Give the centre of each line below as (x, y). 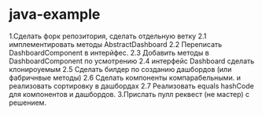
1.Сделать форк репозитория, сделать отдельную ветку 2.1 (108, 36)
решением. (28, 102)
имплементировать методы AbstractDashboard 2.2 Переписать (116, 44)
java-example (55, 14)
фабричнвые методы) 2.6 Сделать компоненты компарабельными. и (125, 77)
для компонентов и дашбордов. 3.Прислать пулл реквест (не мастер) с (129, 94)
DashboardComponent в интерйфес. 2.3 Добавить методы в (109, 52)
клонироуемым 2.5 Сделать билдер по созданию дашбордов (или (120, 69)
